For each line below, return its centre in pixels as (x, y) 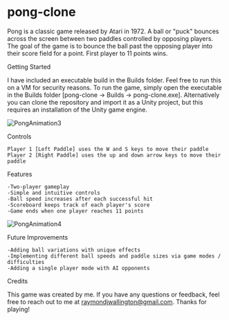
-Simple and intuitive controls (54, 193)
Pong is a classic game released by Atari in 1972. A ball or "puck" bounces (113, 31)
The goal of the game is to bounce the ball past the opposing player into (110, 46)
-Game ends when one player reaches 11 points (75, 211)
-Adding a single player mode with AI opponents (79, 268)
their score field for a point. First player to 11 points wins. (88, 53)
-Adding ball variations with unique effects (74, 250)
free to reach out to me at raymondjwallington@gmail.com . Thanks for (107, 301)
